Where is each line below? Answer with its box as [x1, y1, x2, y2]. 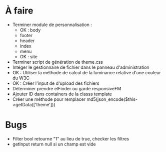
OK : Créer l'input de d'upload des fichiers [12, 80, 99, 86]
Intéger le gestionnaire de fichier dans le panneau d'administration [12, 64, 149, 70]
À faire [5, 5, 33, 17]
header [19, 38, 35, 44]
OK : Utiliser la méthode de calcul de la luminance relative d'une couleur [12, 69, 161, 75]
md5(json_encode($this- [86, 96, 137, 102]
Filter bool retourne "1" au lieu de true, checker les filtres [12, 135, 129, 141]
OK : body [19, 27, 41, 33]
